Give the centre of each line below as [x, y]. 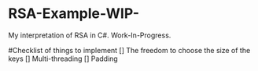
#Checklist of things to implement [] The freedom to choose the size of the [129, 50]
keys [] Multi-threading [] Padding [63, 59]
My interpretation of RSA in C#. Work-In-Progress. [90, 35]
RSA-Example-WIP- [74, 14]
